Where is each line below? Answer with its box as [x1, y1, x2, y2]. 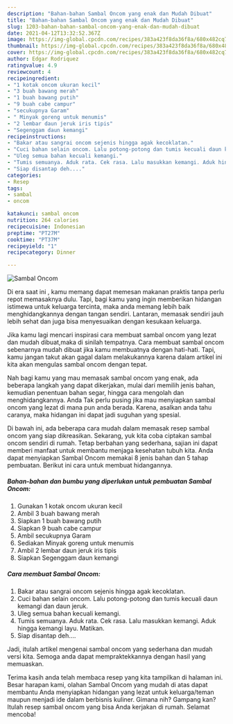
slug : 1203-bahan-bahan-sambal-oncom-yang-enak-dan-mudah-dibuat [7, 23, 200, 30]
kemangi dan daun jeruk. [17, 602, 89, 611]
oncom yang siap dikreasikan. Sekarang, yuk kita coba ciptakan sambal [7, 432, 212, 440]
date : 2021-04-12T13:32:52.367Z [7, 29, 101, 37]
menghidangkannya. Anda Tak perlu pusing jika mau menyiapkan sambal [7, 396, 216, 404]
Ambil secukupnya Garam [17, 531, 92, 540]
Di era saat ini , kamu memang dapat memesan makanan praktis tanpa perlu [7, 288, 225, 296]
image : [7, 36, 26, 43]
